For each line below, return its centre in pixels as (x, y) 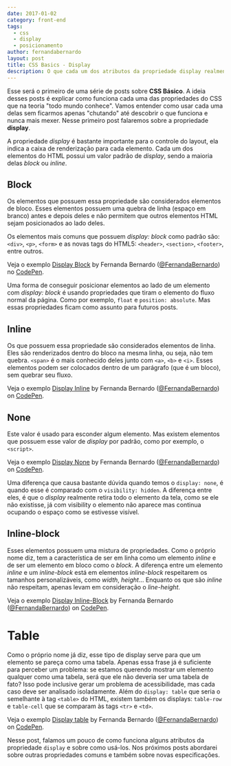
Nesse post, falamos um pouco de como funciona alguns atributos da (106, 740)
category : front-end (37, 20)
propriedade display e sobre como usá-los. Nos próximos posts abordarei (112, 747)
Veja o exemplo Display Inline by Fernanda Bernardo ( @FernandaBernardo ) (113, 389)
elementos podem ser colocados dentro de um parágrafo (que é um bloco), (114, 368)
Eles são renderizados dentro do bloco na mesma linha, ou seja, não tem (110, 353)
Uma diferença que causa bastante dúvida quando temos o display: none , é (115, 482)
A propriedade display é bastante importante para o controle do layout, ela (113, 141)
